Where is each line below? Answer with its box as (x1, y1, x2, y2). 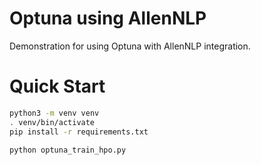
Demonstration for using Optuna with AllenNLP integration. (9, 40, 251, 52)
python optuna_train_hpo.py (9, 145, 127, 155)
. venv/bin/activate (9, 117, 96, 127)
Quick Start (9, 75, 106, 98)
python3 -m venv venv (9, 108, 100, 118)
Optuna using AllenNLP (9, 7, 207, 30)
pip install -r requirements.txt (9, 127, 149, 137)
